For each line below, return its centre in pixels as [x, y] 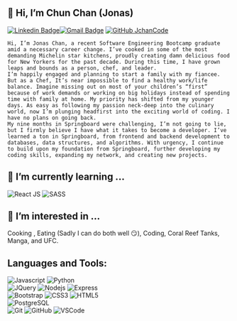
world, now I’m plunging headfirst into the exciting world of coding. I [119, 111]
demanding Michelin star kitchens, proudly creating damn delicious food [119, 55]
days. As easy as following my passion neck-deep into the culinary [111, 105]
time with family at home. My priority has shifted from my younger [111, 99]
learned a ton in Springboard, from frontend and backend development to [119, 136]
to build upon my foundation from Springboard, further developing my [114, 149]
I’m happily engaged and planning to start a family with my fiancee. [114, 74]
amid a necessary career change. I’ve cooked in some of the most [108, 49]
